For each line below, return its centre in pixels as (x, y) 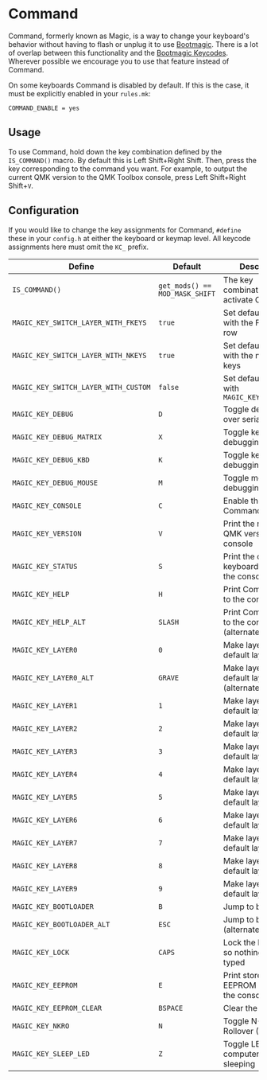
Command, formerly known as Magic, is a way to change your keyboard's (129, 36)
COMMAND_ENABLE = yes (44, 108)
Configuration (44, 211)
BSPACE (171, 1008)
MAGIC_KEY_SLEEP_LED (51, 1054)
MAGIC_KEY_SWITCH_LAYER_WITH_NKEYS (79, 355)
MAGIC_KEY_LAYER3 (45, 751)
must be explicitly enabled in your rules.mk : (79, 93)
